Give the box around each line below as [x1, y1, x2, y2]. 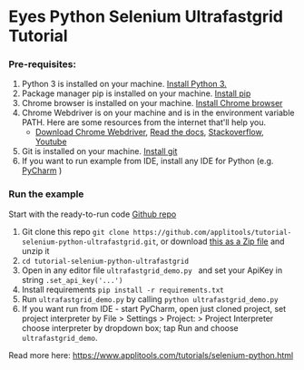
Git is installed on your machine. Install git [21, 146, 178, 157]
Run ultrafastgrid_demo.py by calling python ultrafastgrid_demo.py [21, 293, 279, 305]
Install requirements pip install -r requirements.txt [21, 284, 224, 295]
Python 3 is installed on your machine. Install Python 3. [21, 79, 228, 90]
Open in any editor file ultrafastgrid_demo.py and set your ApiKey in [21, 265, 283, 276]
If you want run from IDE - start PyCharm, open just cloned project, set [21, 303, 287, 314]
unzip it [21, 245, 50, 256]
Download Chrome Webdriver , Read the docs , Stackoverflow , [34, 127, 264, 138]
